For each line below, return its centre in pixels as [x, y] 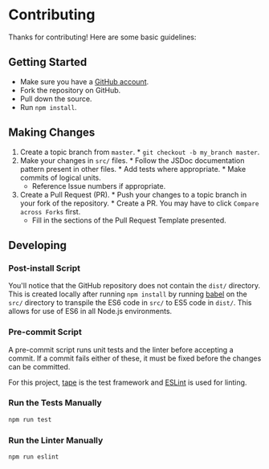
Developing [37, 245]
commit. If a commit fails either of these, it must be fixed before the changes [135, 358]
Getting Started [48, 62]
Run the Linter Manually [56, 440]
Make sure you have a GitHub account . [84, 81]
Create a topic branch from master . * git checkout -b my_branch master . [140, 152]
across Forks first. [50, 211]
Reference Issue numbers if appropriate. [99, 186]
